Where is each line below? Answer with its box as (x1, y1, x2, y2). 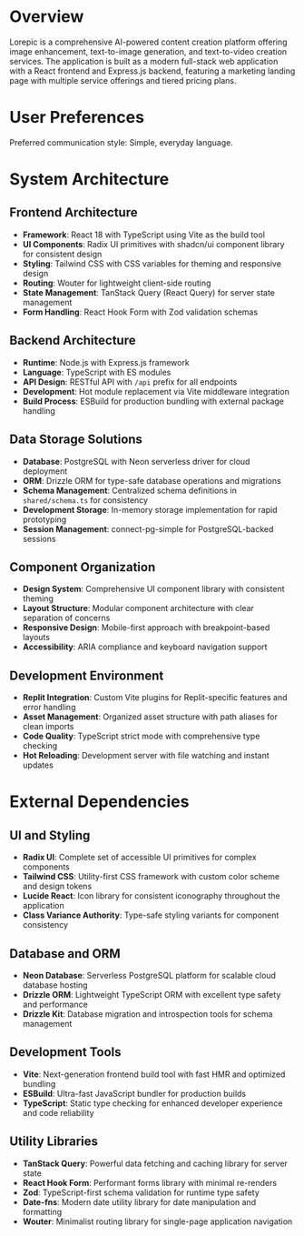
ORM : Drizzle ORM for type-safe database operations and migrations (22, 475, 281, 486)
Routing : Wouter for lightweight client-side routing (22, 277, 211, 288)
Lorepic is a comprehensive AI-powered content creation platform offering (9, 36, 288, 47)
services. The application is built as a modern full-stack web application (9, 55, 279, 66)
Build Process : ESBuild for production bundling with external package (22, 396, 284, 407)
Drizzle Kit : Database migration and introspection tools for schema (22, 1008, 273, 1020)
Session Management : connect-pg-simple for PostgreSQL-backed (22, 523, 274, 534)
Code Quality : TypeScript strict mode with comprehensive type (22, 730, 260, 742)
